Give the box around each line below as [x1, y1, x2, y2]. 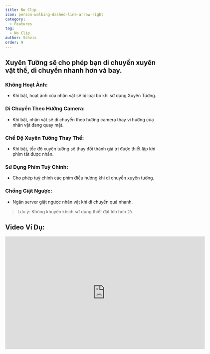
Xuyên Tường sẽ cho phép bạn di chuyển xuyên [5, 59, 156, 67]
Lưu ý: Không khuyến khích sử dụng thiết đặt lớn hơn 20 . [17, 208, 133, 214]
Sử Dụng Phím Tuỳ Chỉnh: [5, 163, 68, 170]
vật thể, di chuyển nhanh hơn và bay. [5, 66, 122, 75]
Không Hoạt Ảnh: [5, 81, 48, 88]
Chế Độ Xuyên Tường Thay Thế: [5, 134, 84, 141]
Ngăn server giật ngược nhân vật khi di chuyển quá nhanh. [12, 199, 133, 205]
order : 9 [5, 40, 23, 45]
